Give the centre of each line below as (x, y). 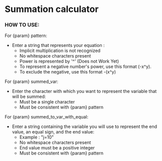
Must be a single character (47, 102)
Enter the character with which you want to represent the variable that (84, 91)
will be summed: (29, 96)
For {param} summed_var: (32, 81)
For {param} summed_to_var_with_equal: (47, 117)
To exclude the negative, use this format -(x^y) (68, 72)
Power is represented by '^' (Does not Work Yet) (69, 61)
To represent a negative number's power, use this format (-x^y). (85, 66)
